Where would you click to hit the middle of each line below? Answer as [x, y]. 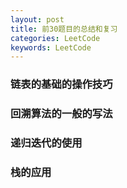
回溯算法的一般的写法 [61, 114]
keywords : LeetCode [51, 47]
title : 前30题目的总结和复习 [64, 29]
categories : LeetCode [55, 38]
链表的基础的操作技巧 [61, 84]
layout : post [37, 19]
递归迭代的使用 [46, 143]
